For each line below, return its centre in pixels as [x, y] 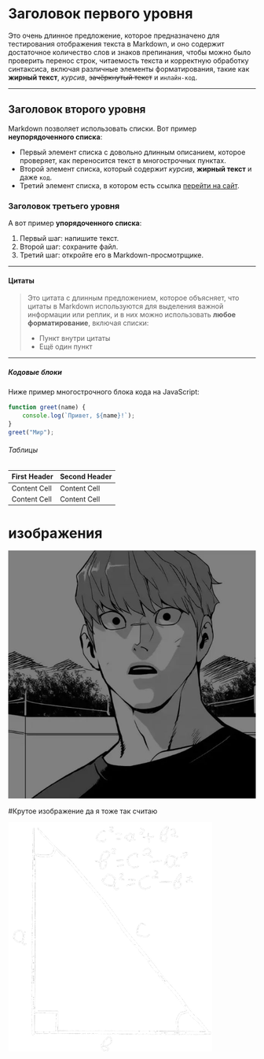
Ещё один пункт [66, 346]
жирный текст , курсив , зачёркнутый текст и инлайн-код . [103, 77]
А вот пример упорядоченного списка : [75, 223]
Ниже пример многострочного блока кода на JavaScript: [104, 392]
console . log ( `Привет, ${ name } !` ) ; [79, 416]
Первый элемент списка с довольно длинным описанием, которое [132, 152]
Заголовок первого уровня [101, 14]
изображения [55, 533]
